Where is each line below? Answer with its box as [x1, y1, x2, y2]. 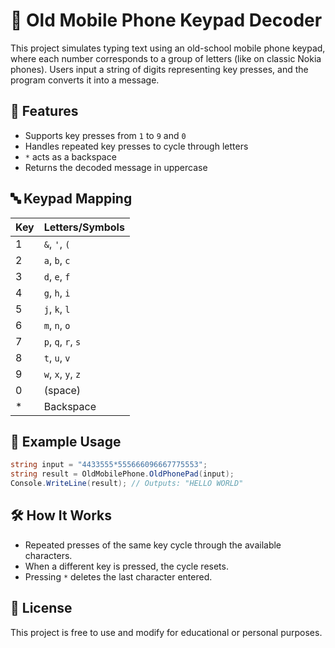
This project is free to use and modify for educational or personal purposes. [10, 626, 323, 638]
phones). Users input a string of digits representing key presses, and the [10, 63, 309, 75]
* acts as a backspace [24, 150, 117, 163]
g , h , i [43, 285, 71, 299]
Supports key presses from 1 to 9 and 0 [24, 129, 187, 141]
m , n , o [43, 318, 71, 332]
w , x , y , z [43, 367, 82, 381]
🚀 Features [10, 103, 79, 120]
